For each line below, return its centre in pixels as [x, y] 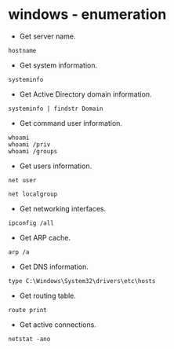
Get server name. [47, 36]
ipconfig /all [31, 223]
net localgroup [33, 194]
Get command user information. [71, 123]
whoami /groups [33, 151]
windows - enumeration [87, 15]
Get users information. [56, 166]
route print [27, 310]
